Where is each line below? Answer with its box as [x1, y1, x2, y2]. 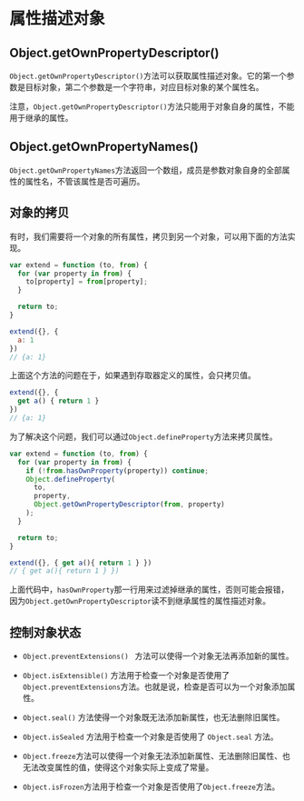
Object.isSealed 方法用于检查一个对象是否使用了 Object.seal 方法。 [22, 731, 279, 742]
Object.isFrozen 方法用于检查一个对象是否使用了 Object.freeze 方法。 [22, 781, 280, 792]
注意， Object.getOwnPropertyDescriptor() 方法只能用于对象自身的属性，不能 [9, 101, 295, 112]
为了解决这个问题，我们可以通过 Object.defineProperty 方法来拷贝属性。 [9, 431, 279, 442]
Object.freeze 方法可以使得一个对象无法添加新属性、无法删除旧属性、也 [22, 751, 290, 762]
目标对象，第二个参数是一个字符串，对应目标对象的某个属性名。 [25, 82, 264, 92]
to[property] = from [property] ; [25, 277, 148, 286]
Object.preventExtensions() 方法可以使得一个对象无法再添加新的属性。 [22, 651, 295, 662]
